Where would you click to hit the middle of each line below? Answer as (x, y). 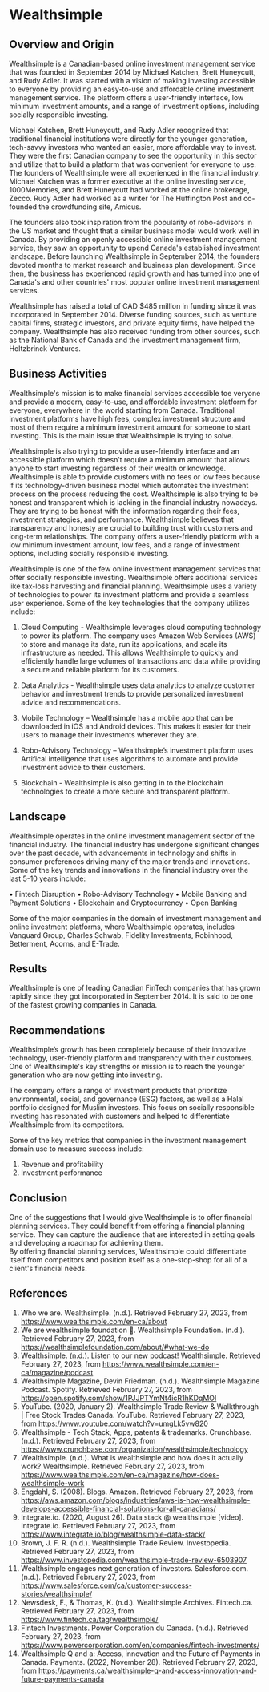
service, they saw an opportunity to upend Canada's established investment (135, 248)
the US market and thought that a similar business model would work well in (134, 231)
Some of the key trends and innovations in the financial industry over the (129, 870)
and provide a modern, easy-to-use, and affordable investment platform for (133, 402)
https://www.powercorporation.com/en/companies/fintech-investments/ (140, 1645)
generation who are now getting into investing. (86, 1075)
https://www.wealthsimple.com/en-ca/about (94, 1321)
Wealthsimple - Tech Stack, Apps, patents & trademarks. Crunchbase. (136, 1432)
